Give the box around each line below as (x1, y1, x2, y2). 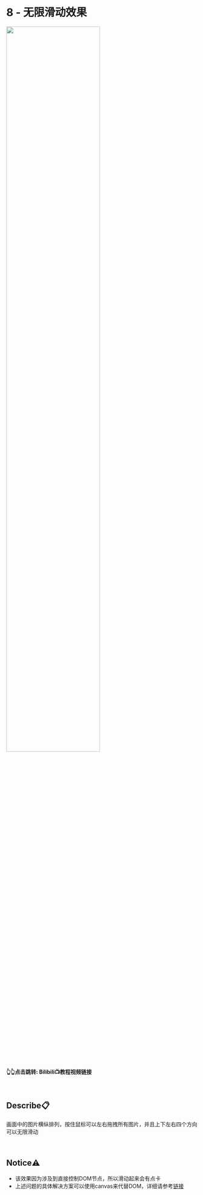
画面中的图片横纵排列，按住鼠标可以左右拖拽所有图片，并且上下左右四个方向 (6, 1120, 198, 1128)
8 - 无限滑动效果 (6, 5, 87, 19)
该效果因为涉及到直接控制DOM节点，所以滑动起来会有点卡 (15, 1174, 161, 1182)
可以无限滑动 (6, 1128, 38, 1135)
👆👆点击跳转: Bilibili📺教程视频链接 (6, 1068, 92, 1075)
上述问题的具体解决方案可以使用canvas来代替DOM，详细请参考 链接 (15, 1182, 184, 1190)
